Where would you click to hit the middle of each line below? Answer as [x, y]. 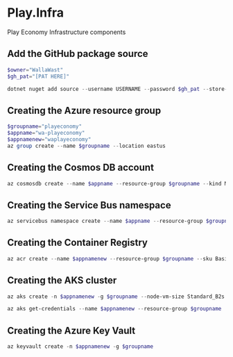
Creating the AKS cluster [62, 280]
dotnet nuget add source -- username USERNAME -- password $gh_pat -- [108, 89]
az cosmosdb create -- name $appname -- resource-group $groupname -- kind [114, 183]
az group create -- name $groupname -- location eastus [87, 146]
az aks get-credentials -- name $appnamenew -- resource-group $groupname [114, 309]
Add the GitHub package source [78, 54]
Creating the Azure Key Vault [71, 330]
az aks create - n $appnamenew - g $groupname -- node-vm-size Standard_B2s [116, 297]
